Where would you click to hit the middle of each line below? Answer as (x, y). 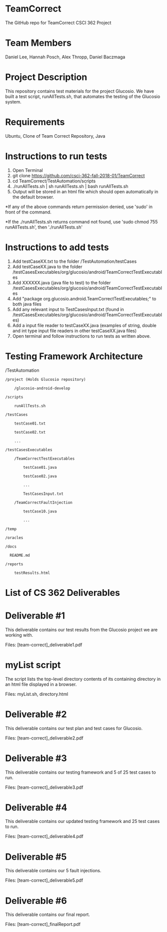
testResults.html (32, 573)
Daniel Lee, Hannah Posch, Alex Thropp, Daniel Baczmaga (65, 57)
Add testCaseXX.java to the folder (47, 266)
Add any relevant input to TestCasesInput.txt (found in (68, 309)
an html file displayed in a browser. (41, 684)
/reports (14, 564)
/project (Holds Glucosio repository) (45, 379)
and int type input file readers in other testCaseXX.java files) (74, 331)
